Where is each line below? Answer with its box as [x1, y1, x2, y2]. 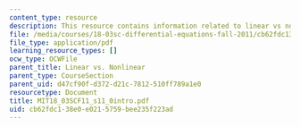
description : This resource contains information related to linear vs [9, 21, 281, 30]
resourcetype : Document [9, 88, 98, 97]
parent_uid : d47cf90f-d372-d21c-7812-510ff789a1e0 [9, 80, 202, 89]
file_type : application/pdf [9, 38, 114, 47]
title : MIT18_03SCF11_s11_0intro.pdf [9, 96, 150, 106]
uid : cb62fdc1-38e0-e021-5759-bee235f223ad [9, 105, 174, 114]
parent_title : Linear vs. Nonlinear [9, 63, 146, 72]
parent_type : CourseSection [9, 72, 114, 80]
